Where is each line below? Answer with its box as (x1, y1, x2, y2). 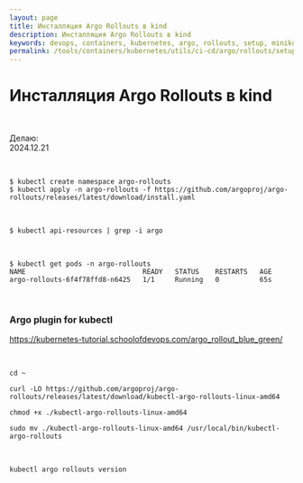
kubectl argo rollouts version (9, 465, 127, 474)
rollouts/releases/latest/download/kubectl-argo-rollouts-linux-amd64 (9, 393, 280, 402)
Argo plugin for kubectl (9, 313, 114, 325)
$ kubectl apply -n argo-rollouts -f (9, 186, 151, 195)
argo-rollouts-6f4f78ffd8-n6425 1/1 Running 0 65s (9, 276, 272, 285)
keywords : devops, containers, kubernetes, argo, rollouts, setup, (9, 38, 269, 48)
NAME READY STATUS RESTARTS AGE (9, 268, 272, 277)
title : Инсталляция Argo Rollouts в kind (9, 22, 168, 31)
